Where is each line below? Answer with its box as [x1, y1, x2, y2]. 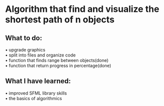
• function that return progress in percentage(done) [5, 63, 111, 68]
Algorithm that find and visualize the [5, 3, 160, 15]
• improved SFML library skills [5, 90, 67, 96]
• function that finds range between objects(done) [5, 57, 109, 63]
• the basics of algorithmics [5, 95, 62, 101]
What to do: [5, 34, 42, 42]
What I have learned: [5, 77, 71, 85]
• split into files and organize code [5, 52, 76, 58]
